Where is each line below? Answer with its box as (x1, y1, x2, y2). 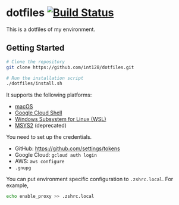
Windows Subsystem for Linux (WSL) (14, 116, 106, 123)
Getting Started (6, 43, 65, 53)
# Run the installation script (6, 75, 84, 81)
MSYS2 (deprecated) (14, 122, 67, 129)
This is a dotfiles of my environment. (6, 26, 96, 33)
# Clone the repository (6, 58, 65, 65)
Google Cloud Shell (14, 109, 62, 116)
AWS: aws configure (14, 158, 65, 165)
